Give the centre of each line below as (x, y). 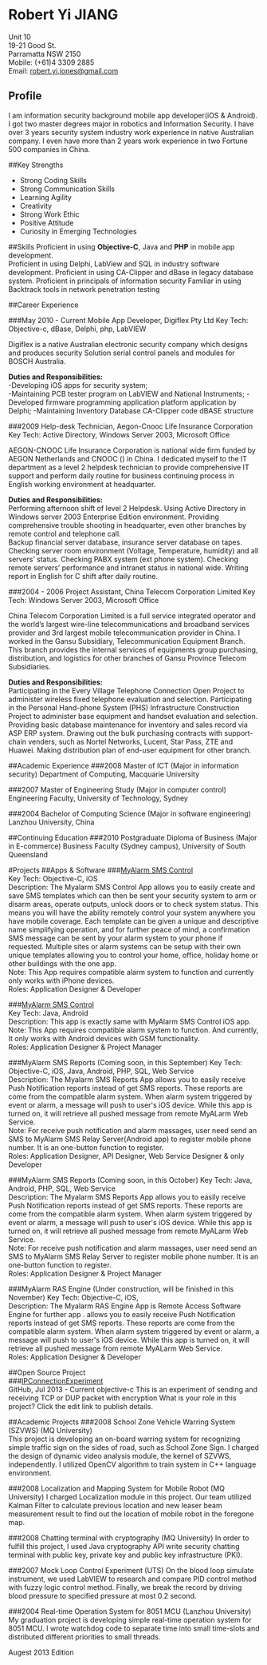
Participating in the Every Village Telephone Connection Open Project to (126, 690)
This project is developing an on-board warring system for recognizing (124, 1439)
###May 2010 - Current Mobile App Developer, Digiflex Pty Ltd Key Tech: (128, 320)
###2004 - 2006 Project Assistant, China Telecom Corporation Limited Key (132, 591)
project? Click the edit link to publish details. (81, 1406)
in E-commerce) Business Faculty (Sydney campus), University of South (127, 846)
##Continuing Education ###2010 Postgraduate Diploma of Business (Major (133, 837)
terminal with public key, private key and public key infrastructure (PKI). (126, 1555)
